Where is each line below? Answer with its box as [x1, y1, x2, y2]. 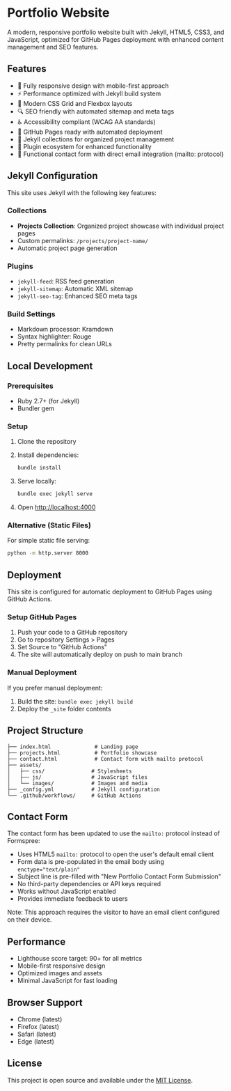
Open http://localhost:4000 [17, 503, 96, 511]
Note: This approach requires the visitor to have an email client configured [7, 908, 221, 917]
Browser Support [7, 996, 83, 1008]
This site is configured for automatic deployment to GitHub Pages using [7, 587, 212, 596]
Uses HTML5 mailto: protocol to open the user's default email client [17, 850, 214, 858]
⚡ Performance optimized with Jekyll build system [17, 89, 161, 98]
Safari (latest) [17, 1030, 57, 1039]
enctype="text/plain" [17, 866, 80, 874]
